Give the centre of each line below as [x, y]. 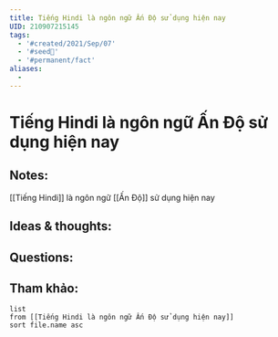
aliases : [26, 69]
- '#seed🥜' [38, 52]
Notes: [29, 176]
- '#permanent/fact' [57, 60]
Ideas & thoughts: [61, 226]
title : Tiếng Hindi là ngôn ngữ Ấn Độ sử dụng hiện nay [118, 18]
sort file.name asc [46, 325]
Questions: [41, 257]
